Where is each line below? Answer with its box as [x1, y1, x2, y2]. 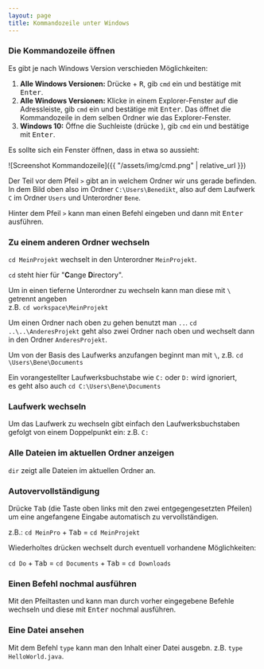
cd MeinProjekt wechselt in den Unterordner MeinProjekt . [8, 255, 197, 264]
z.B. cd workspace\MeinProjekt [8, 303, 109, 312]
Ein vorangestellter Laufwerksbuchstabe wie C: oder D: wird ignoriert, [8, 373, 237, 382]
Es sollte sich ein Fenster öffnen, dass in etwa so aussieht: [8, 145, 200, 155]
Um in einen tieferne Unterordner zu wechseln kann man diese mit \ [8, 286, 231, 295]
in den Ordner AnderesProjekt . [8, 335, 107, 345]
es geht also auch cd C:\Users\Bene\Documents [8, 381, 161, 391]
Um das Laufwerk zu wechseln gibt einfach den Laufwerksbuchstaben [8, 419, 240, 428]
